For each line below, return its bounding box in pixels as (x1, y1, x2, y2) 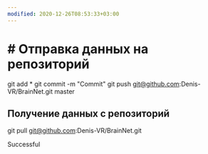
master (54, 87, 75, 96)
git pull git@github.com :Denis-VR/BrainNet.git (7, 126, 142, 135)
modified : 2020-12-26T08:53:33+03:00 (7, 10, 120, 18)
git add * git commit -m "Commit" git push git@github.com (7, 79, 180, 88)
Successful (7, 140, 41, 149)
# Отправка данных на (7, 40, 149, 57)
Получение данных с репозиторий (7, 107, 170, 119)
